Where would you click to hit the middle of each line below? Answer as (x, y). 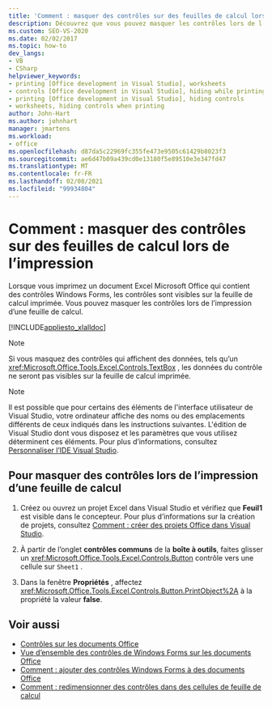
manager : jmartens (39, 129)
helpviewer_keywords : (45, 76)
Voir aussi (34, 624)
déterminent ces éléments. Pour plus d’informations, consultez (113, 441)
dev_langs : (27, 53)
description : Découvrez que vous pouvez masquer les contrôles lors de (132, 23)
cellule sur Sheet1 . (51, 566)
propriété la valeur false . (61, 599)
